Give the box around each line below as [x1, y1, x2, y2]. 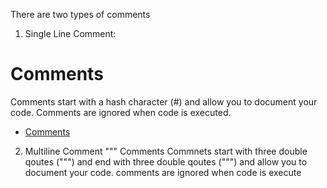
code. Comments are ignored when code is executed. [10, 106, 232, 118]
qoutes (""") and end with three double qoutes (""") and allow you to [24, 155, 308, 168]
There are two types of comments [10, 9, 151, 20]
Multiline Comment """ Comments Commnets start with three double [24, 145, 308, 157]
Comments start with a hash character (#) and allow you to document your [10, 95, 318, 108]
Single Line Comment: [24, 28, 117, 39]
